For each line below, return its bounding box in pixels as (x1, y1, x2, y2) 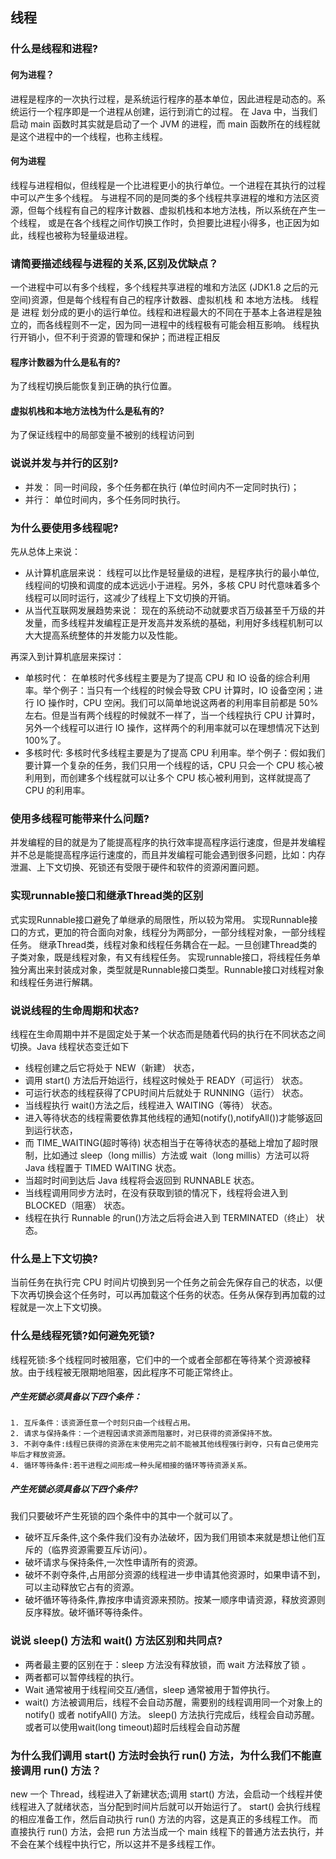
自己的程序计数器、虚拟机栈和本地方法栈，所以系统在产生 (79, 204, 317, 216)
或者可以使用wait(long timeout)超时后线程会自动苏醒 (24, 1721, 241, 1733)
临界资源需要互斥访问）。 (51, 1544, 153, 1556)
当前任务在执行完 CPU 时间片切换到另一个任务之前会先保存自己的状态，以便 (10, 1276, 323, 1288)
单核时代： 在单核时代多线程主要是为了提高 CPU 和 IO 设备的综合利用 (24, 672, 311, 684)
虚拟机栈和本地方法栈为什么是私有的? (10, 404, 165, 417)
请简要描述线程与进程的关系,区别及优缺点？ (10, 256, 219, 270)
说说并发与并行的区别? (10, 456, 119, 470)
